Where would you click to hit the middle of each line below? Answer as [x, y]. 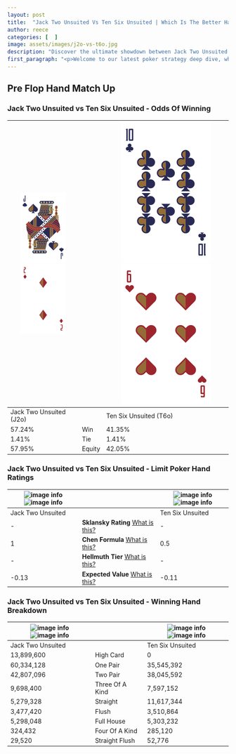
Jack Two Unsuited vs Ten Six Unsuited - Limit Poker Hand [109, 469]
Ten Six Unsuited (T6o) [140, 416]
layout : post [26, 15]
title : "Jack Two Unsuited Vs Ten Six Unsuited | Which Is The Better [114, 22]
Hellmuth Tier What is [114, 557]
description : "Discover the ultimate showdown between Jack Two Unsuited [118, 52]
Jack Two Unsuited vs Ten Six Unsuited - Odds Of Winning [109, 109]
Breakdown [27, 611]
